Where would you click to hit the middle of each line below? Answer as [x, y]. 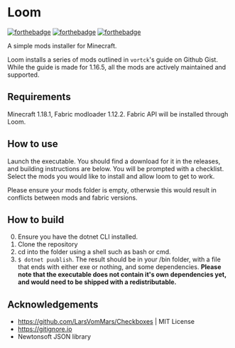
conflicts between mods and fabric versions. [72, 197]
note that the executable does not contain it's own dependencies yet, [122, 275]
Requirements [39, 97]
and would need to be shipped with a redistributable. [97, 282]
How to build [36, 220]
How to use [33, 144]
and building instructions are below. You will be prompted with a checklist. [116, 168]
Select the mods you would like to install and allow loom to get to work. [111, 176]
